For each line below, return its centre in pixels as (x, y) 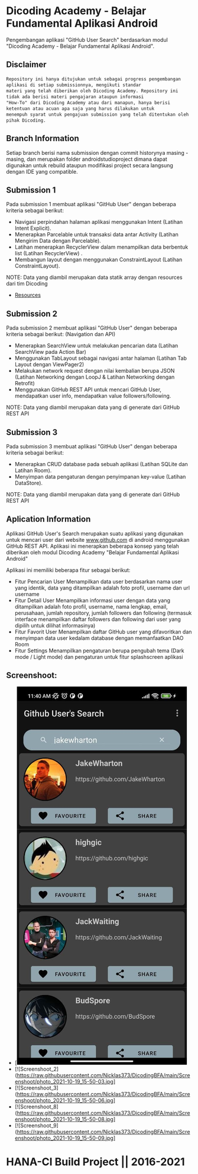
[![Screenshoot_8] (37, 1107)
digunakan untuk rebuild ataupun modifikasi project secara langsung (90, 165)
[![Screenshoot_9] (37, 1125)
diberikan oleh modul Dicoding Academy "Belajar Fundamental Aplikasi (92, 552)
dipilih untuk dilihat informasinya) (55, 625)
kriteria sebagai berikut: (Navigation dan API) (61, 334)
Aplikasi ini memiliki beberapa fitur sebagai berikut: (68, 570)
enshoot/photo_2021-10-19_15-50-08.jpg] (65, 1119)
